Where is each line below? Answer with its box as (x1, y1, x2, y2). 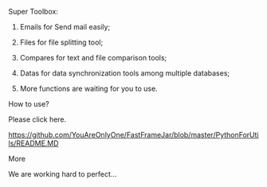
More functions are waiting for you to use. (19, 84, 158, 93)
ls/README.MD (8, 138, 59, 148)
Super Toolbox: (8, 7, 58, 16)
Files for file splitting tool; (19, 37, 104, 47)
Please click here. (8, 115, 67, 124)
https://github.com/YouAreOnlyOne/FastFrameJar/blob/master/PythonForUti (8, 131, 259, 139)
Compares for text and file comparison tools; (19, 53, 167, 62)
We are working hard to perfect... (8, 169, 117, 178)
